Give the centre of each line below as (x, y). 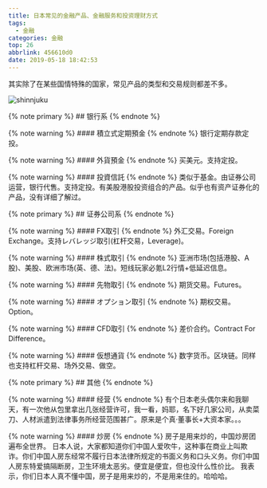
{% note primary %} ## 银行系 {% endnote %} (84, 116)
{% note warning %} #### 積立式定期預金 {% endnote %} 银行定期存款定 (129, 133)
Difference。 (29, 338)
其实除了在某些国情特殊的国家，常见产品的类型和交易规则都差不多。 (120, 84)
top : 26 (21, 45)
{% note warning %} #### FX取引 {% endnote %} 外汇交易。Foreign (121, 230)
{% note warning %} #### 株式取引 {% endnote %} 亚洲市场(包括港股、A (129, 258)
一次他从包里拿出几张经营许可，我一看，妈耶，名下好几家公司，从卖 (141, 409)
